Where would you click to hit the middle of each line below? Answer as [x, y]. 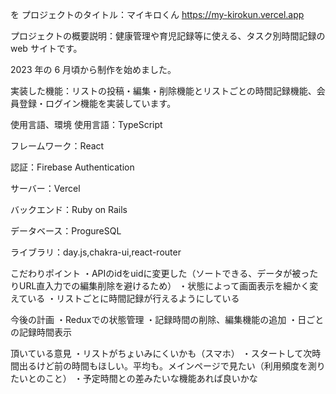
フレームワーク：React [57, 146]
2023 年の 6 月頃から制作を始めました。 [93, 69]
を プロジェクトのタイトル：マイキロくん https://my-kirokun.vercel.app [157, 14]
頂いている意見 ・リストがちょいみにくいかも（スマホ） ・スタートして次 [161, 353]
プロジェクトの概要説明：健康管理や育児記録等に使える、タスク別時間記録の [168, 36]
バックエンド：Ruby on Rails [69, 209]
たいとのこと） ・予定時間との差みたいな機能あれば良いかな [134, 378]
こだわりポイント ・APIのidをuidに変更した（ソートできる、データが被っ [160, 273]
